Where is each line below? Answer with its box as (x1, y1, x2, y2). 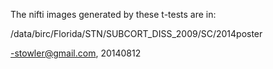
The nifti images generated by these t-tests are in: (10, 9, 217, 20)
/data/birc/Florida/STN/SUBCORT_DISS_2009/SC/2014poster (10, 28, 263, 39)
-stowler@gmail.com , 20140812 (10, 47, 142, 59)
